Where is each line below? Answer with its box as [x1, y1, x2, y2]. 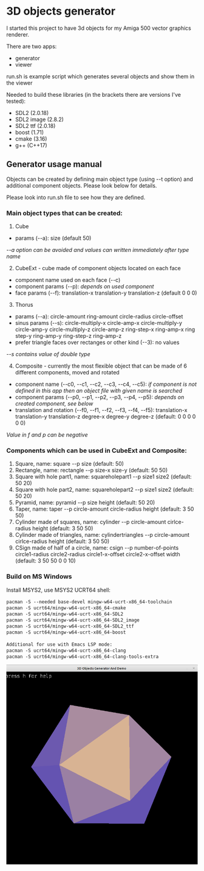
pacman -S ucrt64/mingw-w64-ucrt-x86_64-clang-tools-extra [6, 653, 159, 660]
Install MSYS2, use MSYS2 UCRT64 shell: [6, 586, 111, 593]
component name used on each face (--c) [15, 276, 121, 284]
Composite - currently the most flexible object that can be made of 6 [15, 362, 187, 369]
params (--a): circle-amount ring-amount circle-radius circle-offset [15, 313, 183, 320]
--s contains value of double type [6, 351, 90, 358]
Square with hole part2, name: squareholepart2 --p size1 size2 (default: [15, 486, 194, 494]
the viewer [6, 79, 33, 86]
